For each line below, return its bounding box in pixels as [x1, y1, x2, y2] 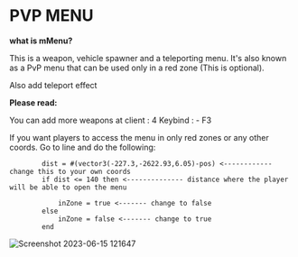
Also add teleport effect [9, 79, 98, 90]
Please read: [9, 96, 58, 108]
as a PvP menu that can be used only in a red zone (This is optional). [9, 62, 265, 73]
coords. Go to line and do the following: [9, 142, 156, 152]
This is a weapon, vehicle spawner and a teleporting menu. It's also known [9, 52, 287, 63]
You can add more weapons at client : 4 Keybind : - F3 [9, 115, 212, 125]
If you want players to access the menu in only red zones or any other [9, 132, 269, 142]
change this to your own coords [9, 167, 131, 176]
